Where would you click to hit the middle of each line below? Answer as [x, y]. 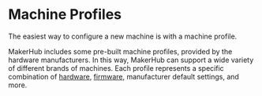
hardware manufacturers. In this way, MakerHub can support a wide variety [131, 60]
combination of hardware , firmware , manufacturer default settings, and [124, 76]
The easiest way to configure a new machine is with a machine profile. [123, 36]
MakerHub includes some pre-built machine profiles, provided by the [120, 51]
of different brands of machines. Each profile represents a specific [116, 68]
